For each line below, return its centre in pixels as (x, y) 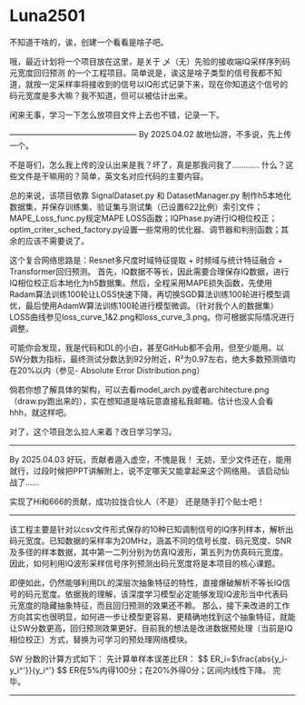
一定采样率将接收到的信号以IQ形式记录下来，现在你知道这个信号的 (164, 84)
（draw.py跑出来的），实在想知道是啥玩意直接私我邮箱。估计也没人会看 (142, 401)
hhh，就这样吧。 (40, 412)
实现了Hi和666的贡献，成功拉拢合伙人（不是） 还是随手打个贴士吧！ (137, 501)
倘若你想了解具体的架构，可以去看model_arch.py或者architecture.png (139, 389)
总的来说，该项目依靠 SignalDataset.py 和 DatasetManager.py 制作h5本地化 (151, 195)
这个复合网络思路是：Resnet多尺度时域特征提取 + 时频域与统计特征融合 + (146, 260)
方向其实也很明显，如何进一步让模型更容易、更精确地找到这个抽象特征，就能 (152, 616)
